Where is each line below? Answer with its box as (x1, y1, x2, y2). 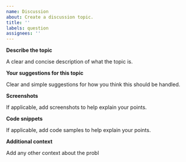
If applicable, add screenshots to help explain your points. (6, 104, 147, 111)
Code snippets (6, 115, 43, 123)
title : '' (6, 19, 31, 25)
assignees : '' (6, 31, 41, 37)
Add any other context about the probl (6, 150, 99, 157)
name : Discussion (6, 8, 49, 15)
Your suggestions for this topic (6, 70, 84, 77)
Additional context (6, 138, 53, 145)
